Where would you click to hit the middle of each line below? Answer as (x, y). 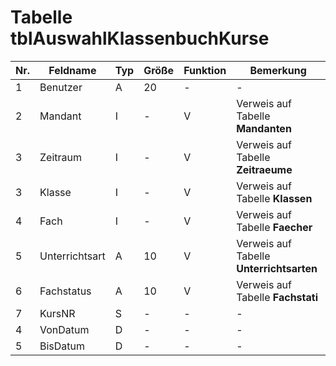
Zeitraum (60, 157)
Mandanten (264, 128)
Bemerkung (278, 70)
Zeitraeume (264, 169)
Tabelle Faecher (274, 227)
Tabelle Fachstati (277, 297)
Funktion (205, 70)
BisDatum (62, 346)
